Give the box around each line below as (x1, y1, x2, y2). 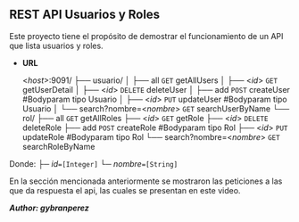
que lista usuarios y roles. (9, 40, 104, 51)
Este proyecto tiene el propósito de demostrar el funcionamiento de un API (9, 30, 284, 41)
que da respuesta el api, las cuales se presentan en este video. (9, 185, 241, 195)
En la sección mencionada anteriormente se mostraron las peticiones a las (9, 176, 283, 186)
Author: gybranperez (9, 202, 89, 213)
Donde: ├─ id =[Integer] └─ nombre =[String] (9, 158, 179, 169)
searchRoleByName (21, 141, 96, 152)
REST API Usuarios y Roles (9, 7, 161, 22)
